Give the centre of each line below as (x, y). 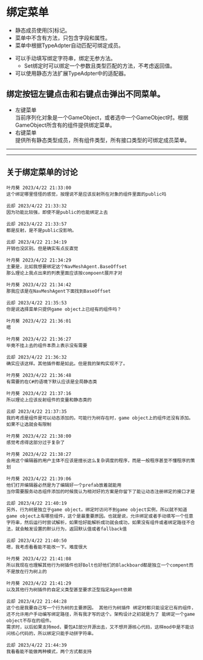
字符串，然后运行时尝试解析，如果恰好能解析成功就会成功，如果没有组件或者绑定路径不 (98, 522)
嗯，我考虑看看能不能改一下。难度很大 (47, 547)
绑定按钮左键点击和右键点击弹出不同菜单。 (85, 94)
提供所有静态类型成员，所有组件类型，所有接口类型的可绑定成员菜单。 (102, 140)
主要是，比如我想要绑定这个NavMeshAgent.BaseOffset (67, 266)
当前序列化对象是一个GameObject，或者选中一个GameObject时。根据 (102, 117)
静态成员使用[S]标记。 (43, 30)
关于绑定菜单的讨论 (42, 172)
